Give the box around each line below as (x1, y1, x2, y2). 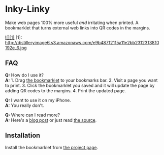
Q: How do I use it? (5, 72, 44, 78)
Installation (5, 131, 40, 140)
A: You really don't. (5, 102, 44, 108)
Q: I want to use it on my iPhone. (5, 97, 71, 103)
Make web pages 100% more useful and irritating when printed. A (5, 20, 139, 26)
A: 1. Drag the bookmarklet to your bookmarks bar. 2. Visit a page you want (5, 77, 158, 83)
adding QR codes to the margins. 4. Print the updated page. (5, 87, 126, 94)
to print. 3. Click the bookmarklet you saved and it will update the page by (5, 82, 155, 88)
